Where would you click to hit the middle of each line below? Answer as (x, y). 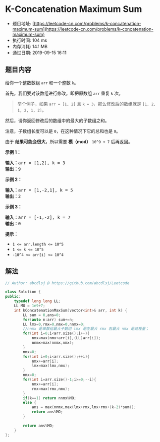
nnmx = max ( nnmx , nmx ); (53, 343)
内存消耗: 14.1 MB (30, 46)
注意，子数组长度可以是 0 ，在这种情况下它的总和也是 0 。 (63, 131)
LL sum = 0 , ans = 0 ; (42, 315)
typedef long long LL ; (37, 301)
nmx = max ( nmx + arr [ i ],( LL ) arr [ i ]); (66, 338)
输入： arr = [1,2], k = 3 (35, 163)
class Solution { (23, 292)
